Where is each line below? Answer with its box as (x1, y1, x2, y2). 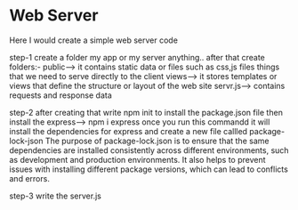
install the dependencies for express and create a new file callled (9, 125, 247, 136)
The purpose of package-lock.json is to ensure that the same (44, 135, 270, 146)
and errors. (9, 173, 51, 183)
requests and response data (9, 90, 113, 101)
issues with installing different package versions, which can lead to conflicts (9, 164, 289, 174)
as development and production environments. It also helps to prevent (9, 154, 266, 165)
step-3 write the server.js (9, 190, 102, 201)
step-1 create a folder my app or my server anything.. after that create (9, 52, 265, 62)
